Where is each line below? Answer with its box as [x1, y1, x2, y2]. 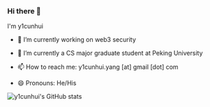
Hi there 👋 [7, 6, 42, 16]
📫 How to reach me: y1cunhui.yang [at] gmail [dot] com [17, 63, 179, 72]
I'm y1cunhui [7, 22, 44, 31]
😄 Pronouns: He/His [17, 79, 77, 88]
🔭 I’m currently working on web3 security [17, 35, 136, 44]
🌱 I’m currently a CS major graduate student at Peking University [17, 49, 204, 58]
